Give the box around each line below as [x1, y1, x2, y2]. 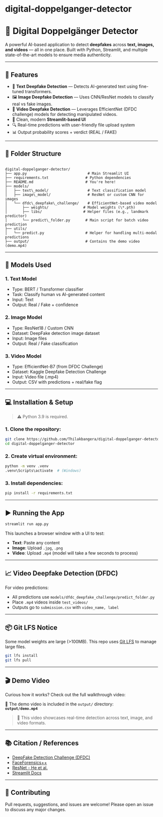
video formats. [16, 719, 46, 726]
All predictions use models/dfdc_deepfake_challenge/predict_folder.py [12, 594, 155, 600]
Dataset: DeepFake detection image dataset [12, 330, 100, 336]
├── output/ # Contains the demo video [5, 239, 140, 244]
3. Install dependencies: [5, 479, 63, 486]
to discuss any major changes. [5, 806, 66, 812]
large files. [5, 644, 26, 650]
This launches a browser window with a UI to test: [5, 530, 105, 536]
